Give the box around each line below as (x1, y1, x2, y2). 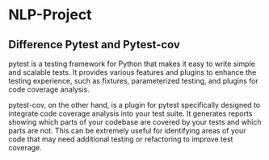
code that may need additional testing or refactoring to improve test (8, 134, 233, 144)
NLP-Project (8, 6, 92, 24)
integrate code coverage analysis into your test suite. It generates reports (8, 109, 253, 118)
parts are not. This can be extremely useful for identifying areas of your (8, 126, 246, 135)
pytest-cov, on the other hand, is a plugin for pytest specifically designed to (8, 101, 261, 109)
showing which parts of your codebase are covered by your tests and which (8, 117, 262, 126)
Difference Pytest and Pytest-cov (8, 38, 180, 51)
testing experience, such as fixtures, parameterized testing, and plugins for (8, 76, 258, 85)
